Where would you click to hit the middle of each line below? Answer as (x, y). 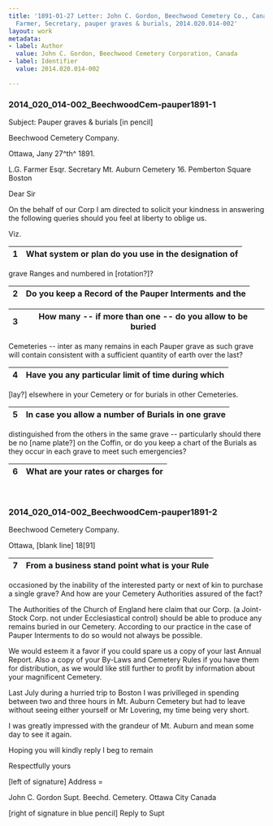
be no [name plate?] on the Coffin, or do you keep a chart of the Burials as (133, 443)
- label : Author (36, 46)
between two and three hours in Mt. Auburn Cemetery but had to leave (127, 702)
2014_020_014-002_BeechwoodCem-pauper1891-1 (113, 104)
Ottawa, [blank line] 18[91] (52, 546)
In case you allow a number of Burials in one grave (126, 415)
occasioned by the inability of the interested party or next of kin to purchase (136, 585)
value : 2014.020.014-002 (58, 69)
